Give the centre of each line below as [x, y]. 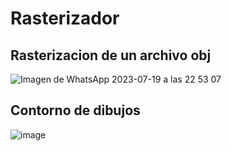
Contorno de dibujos [75, 110]
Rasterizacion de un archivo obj [111, 55]
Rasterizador [65, 18]
